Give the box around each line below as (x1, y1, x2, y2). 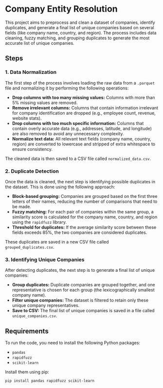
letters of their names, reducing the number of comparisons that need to (12, 198, 158, 204)
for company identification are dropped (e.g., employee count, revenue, (12, 110, 156, 116)
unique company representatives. (12, 302, 80, 308)
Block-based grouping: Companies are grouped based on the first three (12, 193, 158, 199)
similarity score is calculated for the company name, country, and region (12, 214, 158, 220)
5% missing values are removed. (12, 100, 78, 106)
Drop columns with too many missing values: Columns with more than (12, 94, 155, 100)
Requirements (5, 327, 49, 335)
